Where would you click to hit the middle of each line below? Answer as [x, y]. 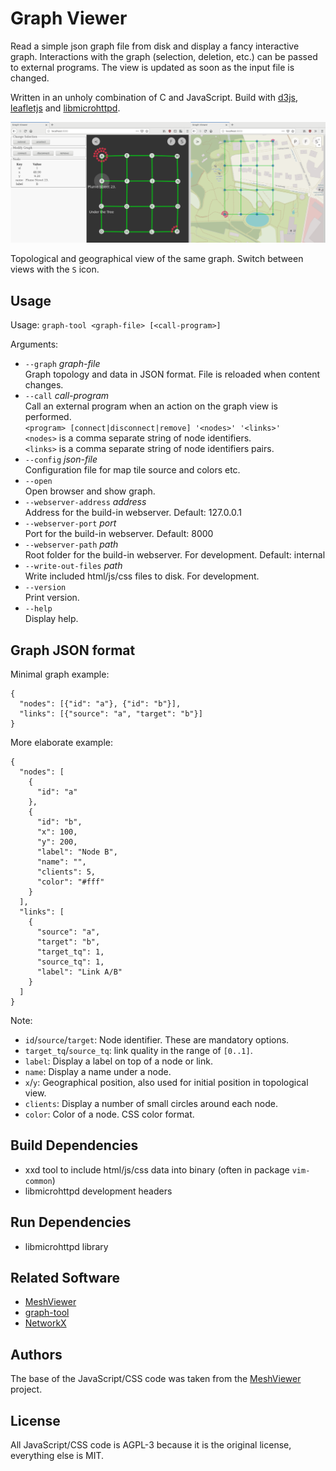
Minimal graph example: [60, 674]
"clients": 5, [66, 872]
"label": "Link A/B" [79, 972]
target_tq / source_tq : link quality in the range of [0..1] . [138, 1050]
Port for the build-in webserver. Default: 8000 [119, 534]
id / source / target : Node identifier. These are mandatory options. [157, 1039]
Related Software [65, 1278]
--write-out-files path [73, 566]
